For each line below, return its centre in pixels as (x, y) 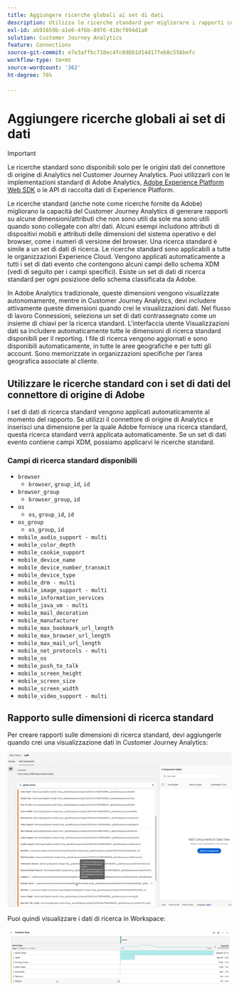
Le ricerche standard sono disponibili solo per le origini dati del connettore (116, 167)
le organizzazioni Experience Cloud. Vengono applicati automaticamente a (116, 257)
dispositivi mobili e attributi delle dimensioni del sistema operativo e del (112, 234)
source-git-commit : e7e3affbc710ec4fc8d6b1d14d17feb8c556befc (101, 53)
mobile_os (32, 658)
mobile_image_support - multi (63, 590)
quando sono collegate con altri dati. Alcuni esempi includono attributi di (113, 226)
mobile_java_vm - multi (53, 605)
